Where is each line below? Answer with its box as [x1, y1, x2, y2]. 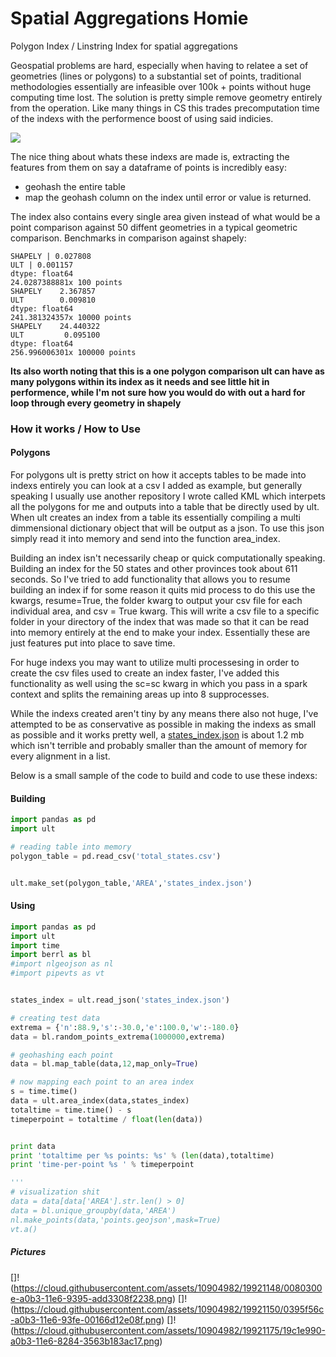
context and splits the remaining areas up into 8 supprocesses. [10, 688, 270, 701]
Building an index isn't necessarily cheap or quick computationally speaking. [10, 552, 326, 564]
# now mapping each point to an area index [10, 1077, 195, 1087]
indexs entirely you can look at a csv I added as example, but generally [10, 480, 303, 492]
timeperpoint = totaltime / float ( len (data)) [10, 1114, 203, 1124]
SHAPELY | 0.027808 [10, 251, 92, 261]
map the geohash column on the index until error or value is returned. [24, 191, 312, 203]
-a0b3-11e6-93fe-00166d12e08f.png [10, 1313, 162, 1326]
